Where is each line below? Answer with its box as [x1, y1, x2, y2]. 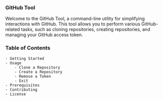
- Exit [14, 78, 29, 83]
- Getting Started [5, 56, 44, 61]
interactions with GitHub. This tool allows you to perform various [5, 21, 141, 27]
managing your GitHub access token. [5, 32, 83, 38]
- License [5, 91, 26, 96]
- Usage [5, 60, 22, 65]
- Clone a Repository [14, 65, 60, 70]
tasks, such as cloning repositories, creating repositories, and [21, 26, 150, 32]
